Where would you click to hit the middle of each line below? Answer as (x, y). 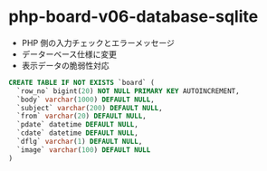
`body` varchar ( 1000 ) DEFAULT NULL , (86, 100)
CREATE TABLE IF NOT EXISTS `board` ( (81, 82)
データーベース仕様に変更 (69, 54)
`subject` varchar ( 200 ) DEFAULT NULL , (90, 108)
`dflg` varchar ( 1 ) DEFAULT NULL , (80, 142)
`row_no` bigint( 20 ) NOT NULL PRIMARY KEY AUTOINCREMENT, (129, 91)
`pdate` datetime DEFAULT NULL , (78, 125)
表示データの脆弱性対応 (65, 65)
